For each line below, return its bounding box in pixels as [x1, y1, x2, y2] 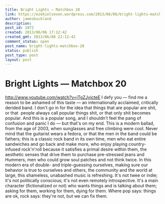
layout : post [5, 57, 32, 62]
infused [5, 146, 21, 152]
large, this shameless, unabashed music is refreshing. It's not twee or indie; [5, 172, 158, 179]
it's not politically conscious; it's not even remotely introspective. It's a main [5, 178, 159, 183]
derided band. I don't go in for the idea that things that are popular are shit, [5, 105, 157, 111]
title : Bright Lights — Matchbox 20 [5, 7, 80, 12]
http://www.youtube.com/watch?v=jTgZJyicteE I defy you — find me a [5, 94, 147, 100]
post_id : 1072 [5, 25, 34, 30]
